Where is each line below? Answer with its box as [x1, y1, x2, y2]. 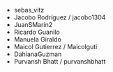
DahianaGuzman [13, 50, 62, 58]
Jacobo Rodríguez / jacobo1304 [13, 13, 106, 21]
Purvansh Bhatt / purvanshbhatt [13, 57, 106, 65]
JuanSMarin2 [13, 21, 53, 28]
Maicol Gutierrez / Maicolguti [13, 43, 98, 51]
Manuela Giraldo [13, 35, 61, 44]
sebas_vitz [13, 6, 45, 14]
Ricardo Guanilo [13, 28, 61, 36]
